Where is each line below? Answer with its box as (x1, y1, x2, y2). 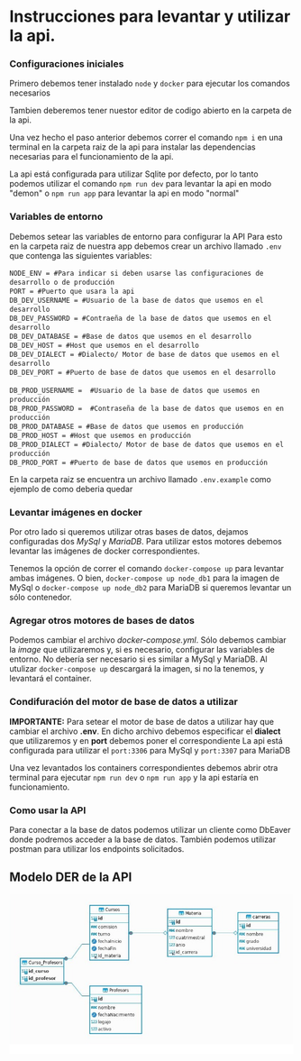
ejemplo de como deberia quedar (9, 483, 133, 494)
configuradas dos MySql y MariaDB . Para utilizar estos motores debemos (9, 536, 282, 547)
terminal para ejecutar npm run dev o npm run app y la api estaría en (9, 772, 260, 782)
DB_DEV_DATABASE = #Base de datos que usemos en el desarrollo (9, 332, 252, 341)
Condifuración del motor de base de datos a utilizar (9, 696, 239, 709)
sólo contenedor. (9, 592, 72, 603)
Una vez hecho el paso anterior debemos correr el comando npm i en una (9, 133, 284, 143)
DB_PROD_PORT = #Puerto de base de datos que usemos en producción (9, 458, 269, 467)
